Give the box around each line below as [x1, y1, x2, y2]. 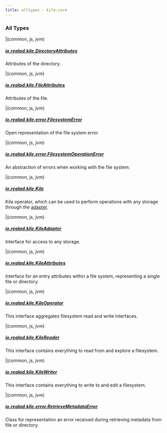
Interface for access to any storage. [5, 238, 81, 244]
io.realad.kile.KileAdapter [5, 225, 62, 232]
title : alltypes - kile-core [5, 7, 67, 13]
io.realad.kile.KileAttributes [5, 260, 66, 266]
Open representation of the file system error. [5, 129, 100, 135]
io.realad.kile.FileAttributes [5, 82, 65, 88]
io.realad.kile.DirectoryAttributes [5, 48, 78, 54]
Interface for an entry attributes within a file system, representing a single [5, 273, 160, 279]
